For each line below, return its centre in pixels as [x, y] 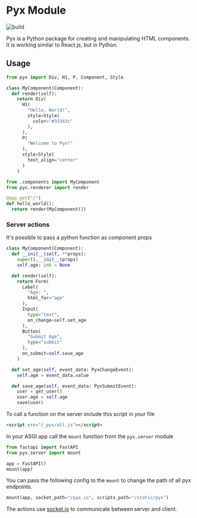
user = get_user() [40, 392]
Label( [30, 287]
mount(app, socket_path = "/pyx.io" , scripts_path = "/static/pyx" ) [87, 498]
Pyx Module [36, 10]
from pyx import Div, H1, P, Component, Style [65, 77]
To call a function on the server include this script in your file [80, 414]
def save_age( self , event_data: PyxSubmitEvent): [74, 386]
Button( [32, 331]
